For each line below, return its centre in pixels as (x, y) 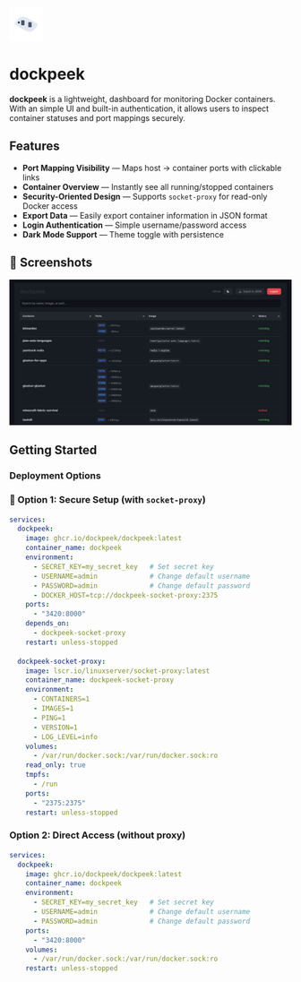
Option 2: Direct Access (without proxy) (98, 835)
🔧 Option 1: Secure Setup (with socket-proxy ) (107, 500)
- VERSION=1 (55, 728)
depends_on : (47, 624)
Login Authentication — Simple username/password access (134, 225)
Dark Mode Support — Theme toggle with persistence (123, 234)
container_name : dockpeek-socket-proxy (100, 680)
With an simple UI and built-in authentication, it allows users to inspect (139, 108)
